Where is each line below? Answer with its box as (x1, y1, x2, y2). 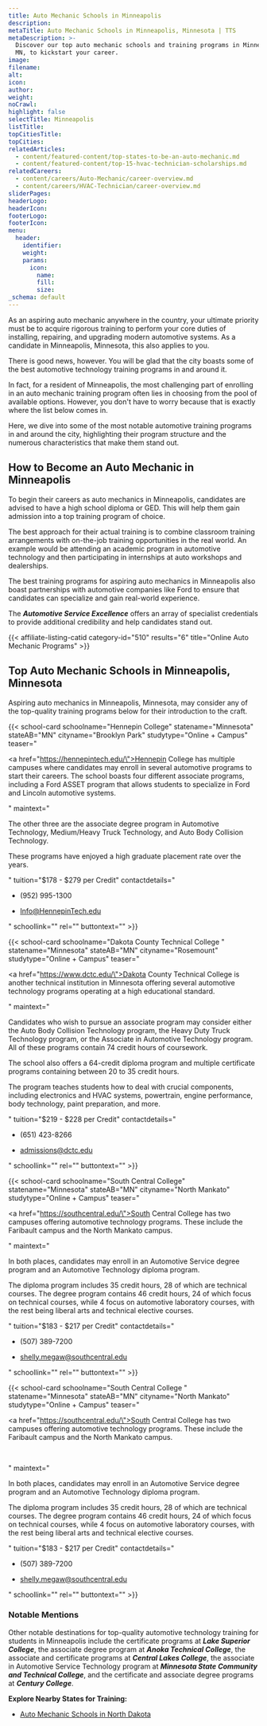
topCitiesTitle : (8, 130, 62, 138)
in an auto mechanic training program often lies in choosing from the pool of (8, 388, 257, 398)
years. (8, 859, 29, 869)
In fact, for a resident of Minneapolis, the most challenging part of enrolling (8, 379, 254, 389)
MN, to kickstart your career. (15, 49, 119, 57)
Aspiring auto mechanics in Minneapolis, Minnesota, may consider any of (8, 698, 248, 707)
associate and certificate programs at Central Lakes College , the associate (8, 1653, 255, 1662)
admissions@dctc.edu (19, 1145, 93, 1154)
